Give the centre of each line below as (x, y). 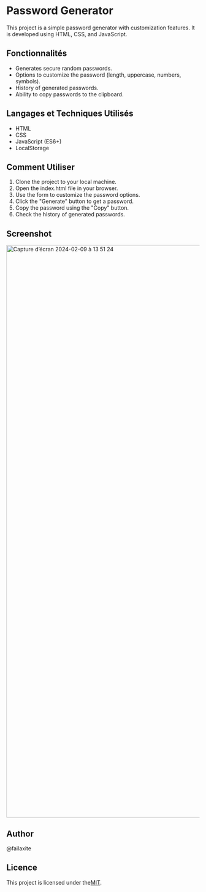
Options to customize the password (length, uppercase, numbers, (98, 75)
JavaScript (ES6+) (38, 141)
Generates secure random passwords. (63, 68)
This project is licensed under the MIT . (54, 882)
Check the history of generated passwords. (70, 215)
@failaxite (19, 848)
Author (20, 833)
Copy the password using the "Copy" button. (72, 208)
